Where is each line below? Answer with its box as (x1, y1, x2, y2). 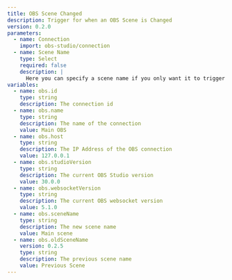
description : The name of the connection (19, 120, 141, 127)
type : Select (19, 56, 58, 63)
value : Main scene (19, 230, 73, 237)
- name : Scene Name (13, 49, 70, 56)
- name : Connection (13, 36, 70, 43)
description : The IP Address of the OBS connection (19, 146, 172, 153)
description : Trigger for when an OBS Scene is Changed (7, 17, 172, 24)
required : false (19, 62, 67, 69)
